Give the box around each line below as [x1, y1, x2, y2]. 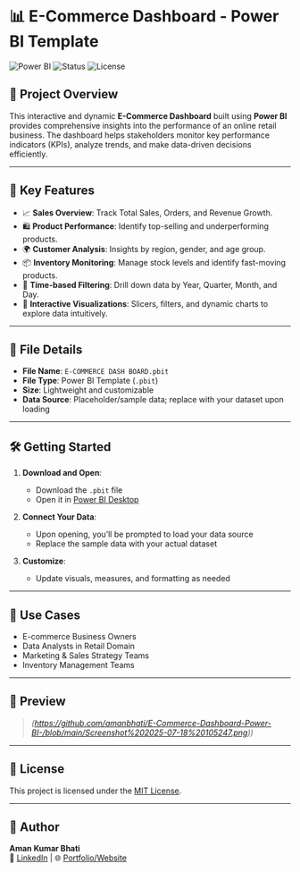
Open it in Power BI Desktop [35, 495, 139, 505]
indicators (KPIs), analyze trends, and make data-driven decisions [9, 139, 252, 149]
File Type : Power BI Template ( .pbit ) [21, 376, 159, 386]
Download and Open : [21, 468, 103, 478]
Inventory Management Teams [21, 660, 136, 670]
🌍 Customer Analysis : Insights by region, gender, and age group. [21, 243, 266, 254]
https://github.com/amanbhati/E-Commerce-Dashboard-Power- [34, 717, 272, 728]
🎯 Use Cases [9, 607, 81, 622]
